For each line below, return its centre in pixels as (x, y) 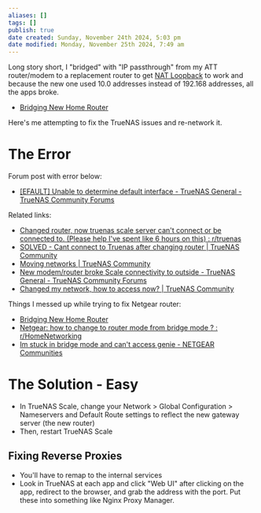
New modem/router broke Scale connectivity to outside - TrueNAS (127, 272)
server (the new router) (57, 423)
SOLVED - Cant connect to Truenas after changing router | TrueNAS (129, 247)
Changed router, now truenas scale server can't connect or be (120, 231)
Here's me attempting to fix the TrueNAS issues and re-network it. (115, 123)
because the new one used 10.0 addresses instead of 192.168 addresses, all (131, 84)
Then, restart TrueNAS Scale (66, 431)
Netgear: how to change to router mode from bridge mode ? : (119, 328)
